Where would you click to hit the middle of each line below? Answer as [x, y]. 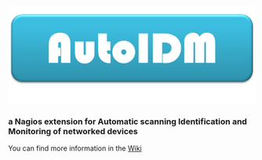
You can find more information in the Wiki [75, 148]
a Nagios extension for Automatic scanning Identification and [127, 122]
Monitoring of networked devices [73, 131]
